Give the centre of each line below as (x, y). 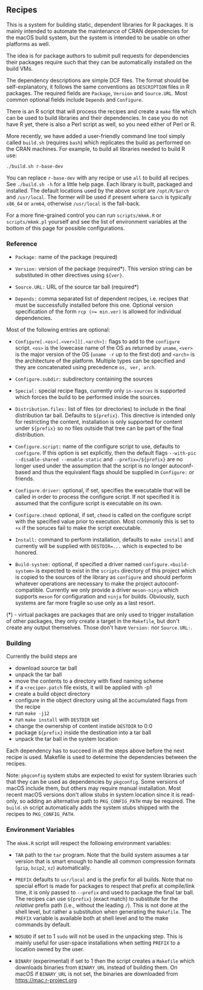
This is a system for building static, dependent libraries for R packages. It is (100, 24)
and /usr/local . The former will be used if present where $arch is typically (99, 197)
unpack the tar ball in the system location (66, 739)
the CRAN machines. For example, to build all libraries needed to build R (96, 149)
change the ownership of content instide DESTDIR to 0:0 (84, 726)
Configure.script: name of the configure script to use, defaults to (97, 447)
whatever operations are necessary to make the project (84, 584)
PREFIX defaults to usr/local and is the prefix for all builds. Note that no (104, 879)
